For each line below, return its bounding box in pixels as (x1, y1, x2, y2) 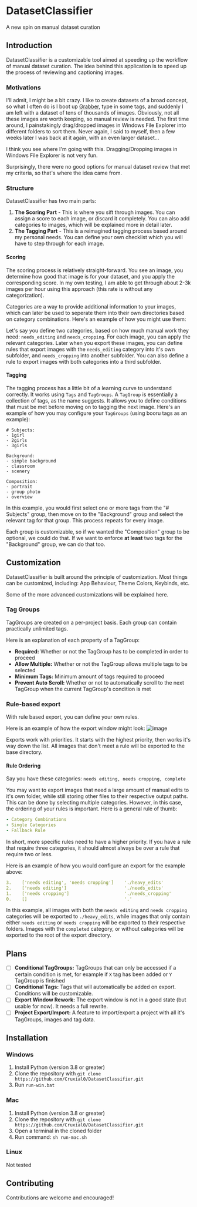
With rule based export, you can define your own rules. (6, 713, 140, 720)
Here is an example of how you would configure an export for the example (6, 862, 186, 869)
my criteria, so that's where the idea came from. (6, 169, 122, 177)
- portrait (6, 484, 33, 489)
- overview (6, 494, 33, 500)
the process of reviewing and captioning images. (6, 69, 124, 76)
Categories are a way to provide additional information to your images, (6, 303, 176, 310)
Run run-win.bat (14, 1081, 55, 1088)
